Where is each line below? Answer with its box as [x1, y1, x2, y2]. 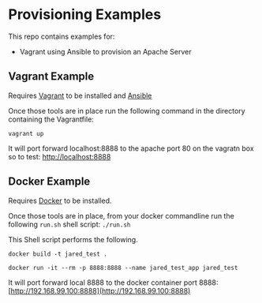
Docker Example [8, 175, 91, 189]
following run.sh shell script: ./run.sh [8, 219, 131, 229]
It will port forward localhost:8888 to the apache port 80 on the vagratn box [8, 144, 254, 153]
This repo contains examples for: [8, 32, 115, 41]
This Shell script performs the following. [8, 234, 138, 244]
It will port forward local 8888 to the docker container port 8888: [8, 278, 219, 287]
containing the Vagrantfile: [8, 114, 95, 124]
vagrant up [8, 129, 44, 137]
